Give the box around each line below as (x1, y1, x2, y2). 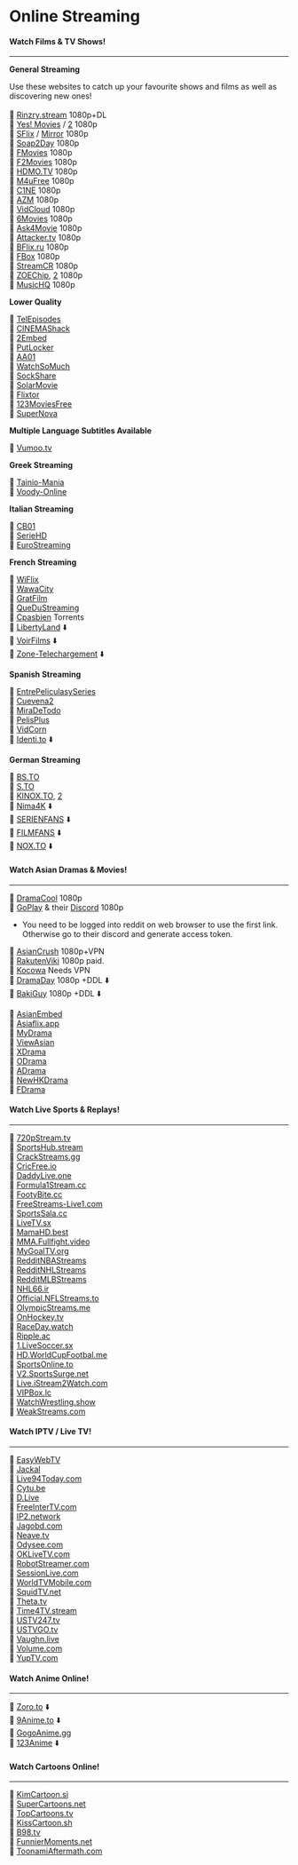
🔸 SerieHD (9, 530, 47, 541)
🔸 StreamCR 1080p (9, 260, 78, 272)
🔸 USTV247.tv (9, 1615, 60, 1625)
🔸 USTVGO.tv (9, 1624, 59, 1635)
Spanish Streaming (9, 669, 82, 680)
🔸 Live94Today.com (9, 1473, 82, 1484)
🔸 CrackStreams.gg (9, 1151, 81, 1162)
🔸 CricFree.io (9, 1161, 58, 1171)
